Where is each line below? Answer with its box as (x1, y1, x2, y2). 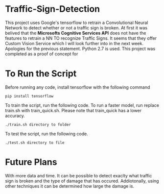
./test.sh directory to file (5, 140, 65, 145)
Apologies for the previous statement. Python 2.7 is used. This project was (5, 46, 156, 51)
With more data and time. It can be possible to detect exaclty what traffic (5, 172, 152, 178)
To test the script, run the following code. (5, 131, 88, 137)
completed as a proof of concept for (5, 50, 78, 57)
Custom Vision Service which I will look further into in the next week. (5, 40, 143, 46)
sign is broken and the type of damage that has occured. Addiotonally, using (5, 178, 159, 184)
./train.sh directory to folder (5, 122, 71, 127)
